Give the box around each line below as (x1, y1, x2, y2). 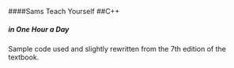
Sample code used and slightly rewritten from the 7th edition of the (8, 44, 227, 53)
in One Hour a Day (8, 24, 70, 34)
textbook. (8, 52, 40, 62)
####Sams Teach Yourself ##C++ (8, 7, 120, 16)
